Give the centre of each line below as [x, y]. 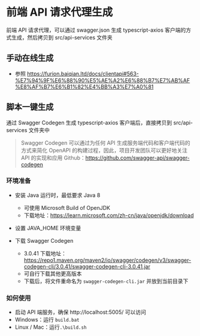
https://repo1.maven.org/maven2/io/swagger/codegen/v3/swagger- [107, 260]
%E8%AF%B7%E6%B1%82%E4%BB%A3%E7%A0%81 [84, 87]
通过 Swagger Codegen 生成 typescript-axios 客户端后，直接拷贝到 [89, 123]
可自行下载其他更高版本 [53, 273]
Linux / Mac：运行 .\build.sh [51, 327]
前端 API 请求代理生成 [60, 12]
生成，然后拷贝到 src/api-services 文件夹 [62, 37]
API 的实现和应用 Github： [53, 158]
